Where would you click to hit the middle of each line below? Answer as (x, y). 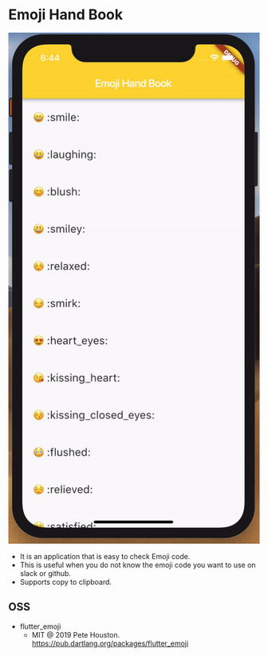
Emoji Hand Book (66, 15)
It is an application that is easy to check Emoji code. (105, 556)
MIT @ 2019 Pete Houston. (76, 634)
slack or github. (45, 573)
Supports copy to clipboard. (66, 582)
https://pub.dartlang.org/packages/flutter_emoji (110, 643)
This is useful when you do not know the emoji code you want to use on (138, 565)
